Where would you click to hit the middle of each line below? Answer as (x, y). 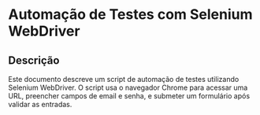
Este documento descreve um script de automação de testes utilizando (124, 79)
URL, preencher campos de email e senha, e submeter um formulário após (129, 96)
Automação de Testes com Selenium (131, 15)
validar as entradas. (40, 104)
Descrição (34, 60)
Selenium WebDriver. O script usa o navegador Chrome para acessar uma (128, 87)
